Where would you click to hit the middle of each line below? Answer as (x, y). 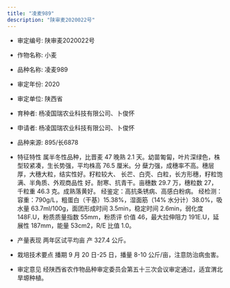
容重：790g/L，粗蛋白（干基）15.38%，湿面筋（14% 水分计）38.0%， (117, 200)
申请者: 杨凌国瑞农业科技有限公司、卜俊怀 (76, 128)
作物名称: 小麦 (37, 55)
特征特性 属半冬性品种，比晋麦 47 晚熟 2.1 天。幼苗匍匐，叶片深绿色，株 (118, 157)
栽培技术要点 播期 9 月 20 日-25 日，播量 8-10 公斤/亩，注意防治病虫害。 (119, 254)
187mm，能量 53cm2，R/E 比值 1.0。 (83, 225)
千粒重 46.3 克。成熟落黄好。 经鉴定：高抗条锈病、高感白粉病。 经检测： (120, 191)
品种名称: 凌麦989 (42, 69)
